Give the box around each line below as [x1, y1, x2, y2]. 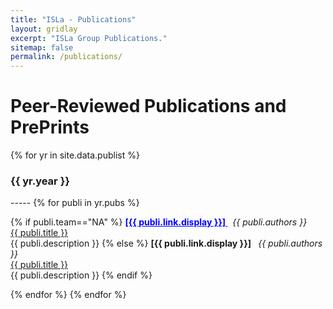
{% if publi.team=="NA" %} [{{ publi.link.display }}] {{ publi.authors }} [10, 216, 308, 228]
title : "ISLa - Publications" [10, 14, 137, 25]
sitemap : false [10, 42, 74, 53]
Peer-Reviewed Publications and [10, 95, 287, 118]
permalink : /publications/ [10, 52, 123, 62]
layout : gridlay [10, 24, 78, 34]
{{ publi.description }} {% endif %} [10, 269, 153, 281]
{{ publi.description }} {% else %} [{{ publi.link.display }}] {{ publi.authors [10, 237, 323, 250]
